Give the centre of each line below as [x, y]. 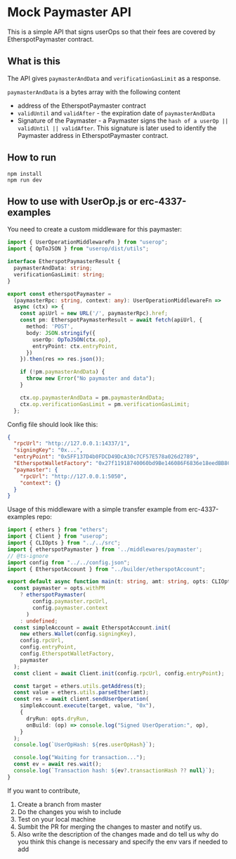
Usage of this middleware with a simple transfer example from [97, 509]
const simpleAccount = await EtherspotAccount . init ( [92, 628]
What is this [34, 62]
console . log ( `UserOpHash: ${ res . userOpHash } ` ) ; [85, 745]
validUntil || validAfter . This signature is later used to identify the [117, 128]
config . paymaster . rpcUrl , [71, 602]
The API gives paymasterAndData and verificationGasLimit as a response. [114, 78]
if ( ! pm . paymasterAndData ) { [63, 372]
